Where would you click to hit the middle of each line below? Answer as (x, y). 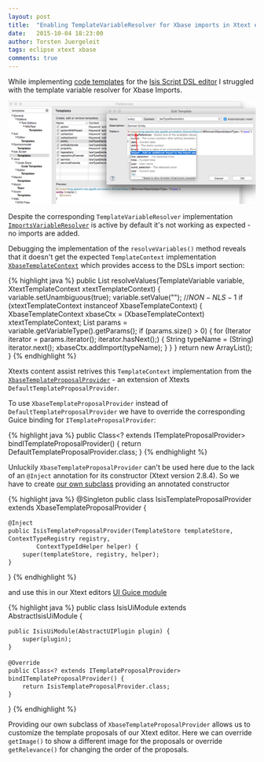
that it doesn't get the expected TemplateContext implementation (112, 257)
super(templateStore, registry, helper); (91, 555)
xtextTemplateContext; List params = (68, 322)
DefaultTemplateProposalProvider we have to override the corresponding (126, 412)
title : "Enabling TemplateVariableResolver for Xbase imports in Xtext (130, 25)
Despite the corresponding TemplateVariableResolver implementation (121, 217)
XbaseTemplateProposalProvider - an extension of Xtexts (99, 380)
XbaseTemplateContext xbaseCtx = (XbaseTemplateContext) (106, 314)
